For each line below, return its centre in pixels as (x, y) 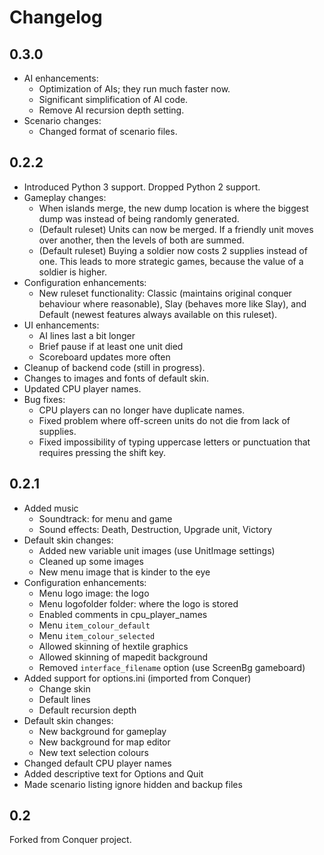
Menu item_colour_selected (97, 635)
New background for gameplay (102, 731)
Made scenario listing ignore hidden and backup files (133, 784)
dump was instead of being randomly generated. (139, 218)
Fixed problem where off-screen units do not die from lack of (164, 420)
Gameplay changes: (65, 197)
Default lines (64, 699)
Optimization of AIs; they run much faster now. (134, 89)
